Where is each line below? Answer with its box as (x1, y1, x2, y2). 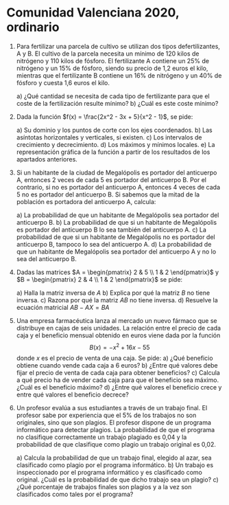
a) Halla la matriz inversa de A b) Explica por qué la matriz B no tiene (16, 289, 210, 297)
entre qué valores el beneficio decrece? (16, 390, 130, 399)
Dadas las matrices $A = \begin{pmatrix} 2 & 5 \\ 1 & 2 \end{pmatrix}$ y (16, 268, 219, 276)
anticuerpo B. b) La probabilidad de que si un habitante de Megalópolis (16, 218, 217, 226)
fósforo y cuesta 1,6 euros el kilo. (16, 78, 110, 87)
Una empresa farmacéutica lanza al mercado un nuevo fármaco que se (16, 316, 217, 324)
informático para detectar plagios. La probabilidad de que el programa (16, 425, 215, 434)
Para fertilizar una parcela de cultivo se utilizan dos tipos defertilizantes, (16, 42, 221, 50)
